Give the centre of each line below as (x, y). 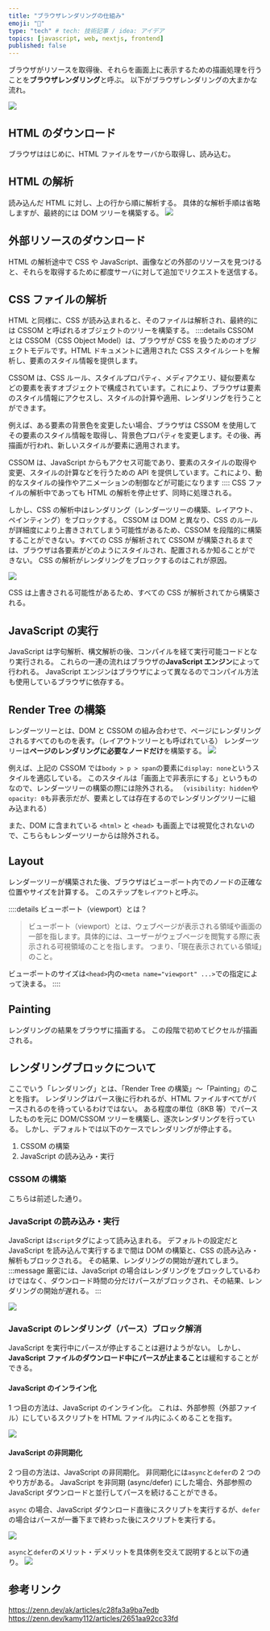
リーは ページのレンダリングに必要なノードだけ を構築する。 (107, 751)
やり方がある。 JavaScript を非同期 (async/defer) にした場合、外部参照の (130, 1482)
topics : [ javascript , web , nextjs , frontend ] (86, 38)
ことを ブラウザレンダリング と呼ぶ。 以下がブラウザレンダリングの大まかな (133, 80)
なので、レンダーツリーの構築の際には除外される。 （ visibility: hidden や (133, 788)
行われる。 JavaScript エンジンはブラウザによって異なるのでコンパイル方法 (134, 672)
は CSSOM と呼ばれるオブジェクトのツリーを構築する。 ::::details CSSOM (131, 331)
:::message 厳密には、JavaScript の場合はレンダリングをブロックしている (131, 1270)
